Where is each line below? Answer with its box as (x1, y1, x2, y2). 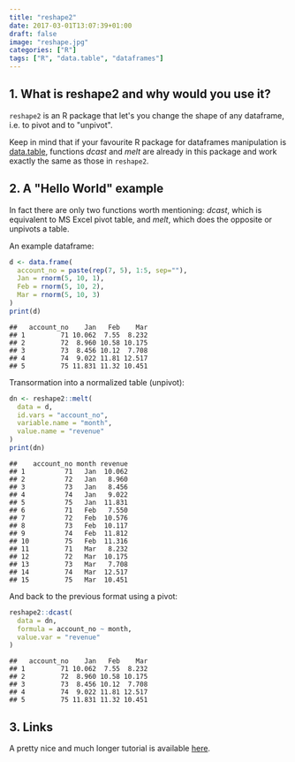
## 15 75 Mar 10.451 (9, 575, 128, 584)
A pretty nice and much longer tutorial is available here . (9, 743, 210, 754)
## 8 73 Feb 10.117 (9, 521, 128, 530)
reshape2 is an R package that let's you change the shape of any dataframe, (9, 110, 285, 120)
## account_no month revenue (9, 459, 128, 469)
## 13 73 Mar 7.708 (9, 560, 128, 568)
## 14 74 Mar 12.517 (9, 568, 128, 576)
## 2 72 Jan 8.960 (9, 475, 128, 484)
